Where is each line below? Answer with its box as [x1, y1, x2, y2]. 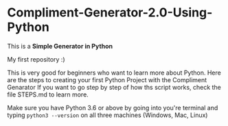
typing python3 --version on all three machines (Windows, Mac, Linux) [7, 111, 208, 119]
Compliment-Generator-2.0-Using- [7, 5, 213, 21]
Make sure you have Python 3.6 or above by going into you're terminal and [7, 103, 218, 112]
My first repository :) [7, 55, 65, 63]
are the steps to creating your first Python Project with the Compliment [7, 75, 207, 84]
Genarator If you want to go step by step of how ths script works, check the [7, 83, 221, 91]
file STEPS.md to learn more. [7, 90, 89, 99]
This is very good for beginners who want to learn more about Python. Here [7, 68, 221, 77]
